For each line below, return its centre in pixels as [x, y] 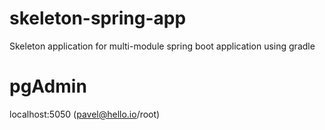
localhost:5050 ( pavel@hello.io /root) [85, 114]
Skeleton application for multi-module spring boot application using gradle [162, 46]
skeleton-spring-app [98, 18]
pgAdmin [48, 86]
